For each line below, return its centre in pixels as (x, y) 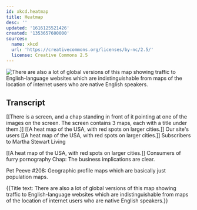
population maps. (27, 177)
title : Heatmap (25, 17)
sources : (17, 39)
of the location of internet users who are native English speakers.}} (87, 201)
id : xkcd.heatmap (27, 11)
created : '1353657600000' (38, 33)
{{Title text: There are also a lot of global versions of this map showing (91, 188)
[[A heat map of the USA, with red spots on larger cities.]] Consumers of (94, 153)
